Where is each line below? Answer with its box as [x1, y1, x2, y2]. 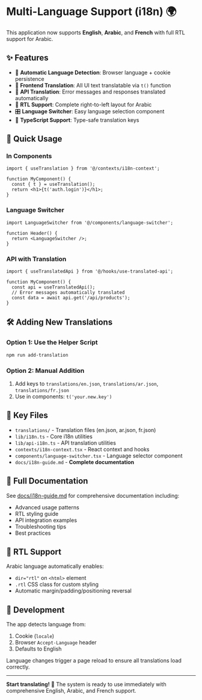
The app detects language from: [6, 621, 86, 628]
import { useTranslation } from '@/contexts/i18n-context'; [6, 165, 161, 172]
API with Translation [6, 255, 67, 263]
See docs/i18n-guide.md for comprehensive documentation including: [6, 492, 180, 499]
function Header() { [6, 230, 58, 236]
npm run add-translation [6, 352, 69, 358]
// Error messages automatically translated [11, 290, 125, 296]
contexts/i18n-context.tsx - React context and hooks [14, 445, 150, 453]
